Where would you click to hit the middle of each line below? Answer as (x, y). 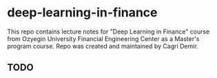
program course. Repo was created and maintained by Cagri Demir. (103, 46)
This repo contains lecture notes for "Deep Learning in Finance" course (108, 31)
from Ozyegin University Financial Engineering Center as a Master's (103, 38)
